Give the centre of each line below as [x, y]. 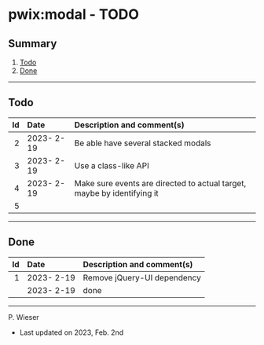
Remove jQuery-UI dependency [142, 277]
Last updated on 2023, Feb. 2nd [71, 332]
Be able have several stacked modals [143, 143]
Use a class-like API [112, 165]
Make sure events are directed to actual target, [160, 183]
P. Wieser [24, 317]
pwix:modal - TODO [73, 15]
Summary [33, 44]
